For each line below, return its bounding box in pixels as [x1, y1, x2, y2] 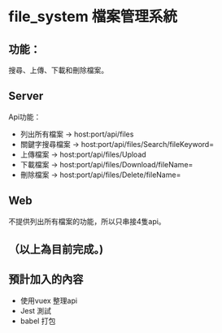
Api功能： [8, 111, 41, 122]
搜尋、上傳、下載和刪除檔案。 [8, 66, 108, 75]
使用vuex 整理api [20, 296, 78, 305]
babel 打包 [20, 316, 56, 326]
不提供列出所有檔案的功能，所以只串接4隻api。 [8, 216, 166, 226]
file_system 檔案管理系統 [8, 7, 177, 26]
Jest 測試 [20, 305, 51, 315]
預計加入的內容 [8, 273, 84, 287]
